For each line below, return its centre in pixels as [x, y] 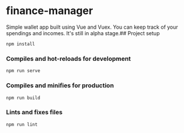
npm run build [23, 98]
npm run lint [22, 124]
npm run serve [23, 71]
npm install [20, 44]
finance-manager [50, 11]
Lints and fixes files [34, 112]
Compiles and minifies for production [60, 86]
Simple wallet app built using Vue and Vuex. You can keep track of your [92, 27]
